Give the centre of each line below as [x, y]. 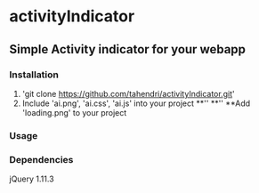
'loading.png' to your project [74, 112]
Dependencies [41, 159]
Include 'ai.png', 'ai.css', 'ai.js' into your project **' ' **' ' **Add [136, 103]
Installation [34, 75]
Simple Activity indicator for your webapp [128, 49]
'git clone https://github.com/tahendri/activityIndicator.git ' [128, 93]
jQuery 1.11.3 [32, 179]
